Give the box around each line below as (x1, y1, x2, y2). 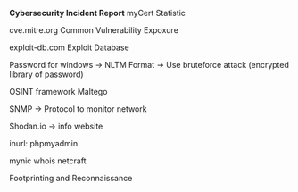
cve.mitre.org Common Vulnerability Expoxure (9, 25, 178, 35)
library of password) (9, 69, 84, 79)
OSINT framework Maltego (9, 87, 108, 96)
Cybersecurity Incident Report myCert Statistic (9, 8, 186, 18)
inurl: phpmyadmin (9, 138, 79, 148)
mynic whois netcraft (9, 155, 87, 166)
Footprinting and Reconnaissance (9, 173, 133, 183)
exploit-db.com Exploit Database (9, 42, 129, 53)
